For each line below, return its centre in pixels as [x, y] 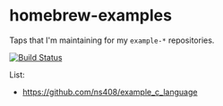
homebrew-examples [91, 16]
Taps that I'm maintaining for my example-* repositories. [112, 40]
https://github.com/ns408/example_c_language [110, 92]
